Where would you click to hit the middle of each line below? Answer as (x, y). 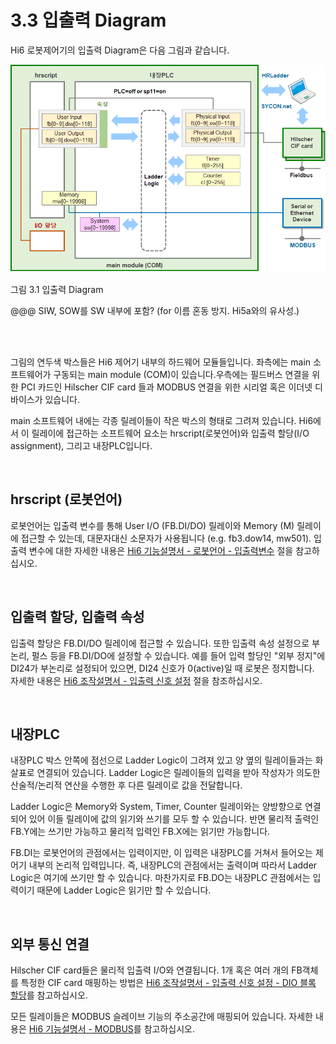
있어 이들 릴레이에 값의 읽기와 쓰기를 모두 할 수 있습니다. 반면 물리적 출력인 (174, 819)
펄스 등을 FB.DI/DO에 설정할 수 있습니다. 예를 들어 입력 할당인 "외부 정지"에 (178, 655)
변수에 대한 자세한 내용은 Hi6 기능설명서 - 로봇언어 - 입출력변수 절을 (161, 550)
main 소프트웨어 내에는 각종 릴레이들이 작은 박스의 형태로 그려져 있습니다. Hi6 (162, 420)
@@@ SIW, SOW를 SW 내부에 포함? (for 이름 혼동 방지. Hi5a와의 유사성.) (155, 310)
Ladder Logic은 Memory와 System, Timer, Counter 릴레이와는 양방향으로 (156, 807)
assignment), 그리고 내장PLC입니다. (81, 445)
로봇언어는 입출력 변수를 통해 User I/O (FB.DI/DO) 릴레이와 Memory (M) (152, 525)
